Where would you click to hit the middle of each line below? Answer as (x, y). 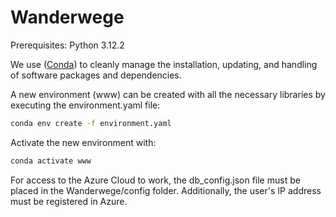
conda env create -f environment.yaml (91, 123)
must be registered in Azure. (69, 201)
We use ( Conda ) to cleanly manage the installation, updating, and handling (164, 64)
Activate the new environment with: (83, 142)
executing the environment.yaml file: (85, 105)
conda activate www (51, 161)
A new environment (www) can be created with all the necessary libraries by (168, 94)
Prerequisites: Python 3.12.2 (67, 45)
